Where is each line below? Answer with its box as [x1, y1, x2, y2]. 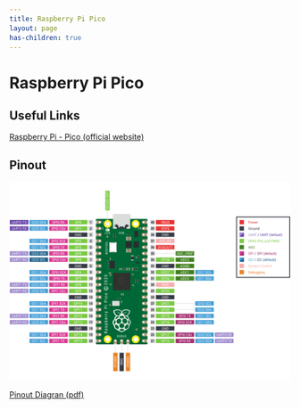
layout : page [9, 23, 58, 33]
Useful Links [9, 108, 80, 123]
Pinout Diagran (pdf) [9, 389, 85, 400]
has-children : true [9, 33, 82, 42]
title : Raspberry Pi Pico [9, 14, 105, 23]
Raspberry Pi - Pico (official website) [9, 132, 145, 143]
